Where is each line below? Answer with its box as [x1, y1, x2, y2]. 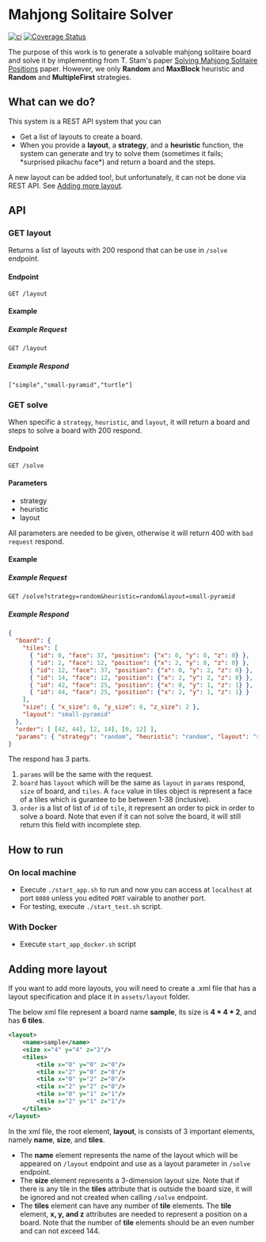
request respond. [8, 537, 65, 546]
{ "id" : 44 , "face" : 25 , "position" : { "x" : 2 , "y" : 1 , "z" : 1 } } [28, 688, 250, 697]
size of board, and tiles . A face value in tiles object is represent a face [19, 786, 253, 796]
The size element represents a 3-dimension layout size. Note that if [19, 1175, 240, 1185]
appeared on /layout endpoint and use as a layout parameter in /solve [19, 1159, 251, 1168]
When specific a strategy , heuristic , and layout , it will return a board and [8, 418, 250, 427]
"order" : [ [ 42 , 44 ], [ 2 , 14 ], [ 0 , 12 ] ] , [15, 725, 158, 733]
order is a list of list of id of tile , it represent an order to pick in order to [19, 803, 255, 813]
